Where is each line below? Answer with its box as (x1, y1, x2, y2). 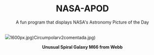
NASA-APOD (55, 3, 109, 14)
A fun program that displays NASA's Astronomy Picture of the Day (16, 19, 149, 25)
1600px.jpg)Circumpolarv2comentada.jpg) (10, 34, 96, 40)
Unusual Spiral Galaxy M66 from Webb (42, 44, 123, 50)
